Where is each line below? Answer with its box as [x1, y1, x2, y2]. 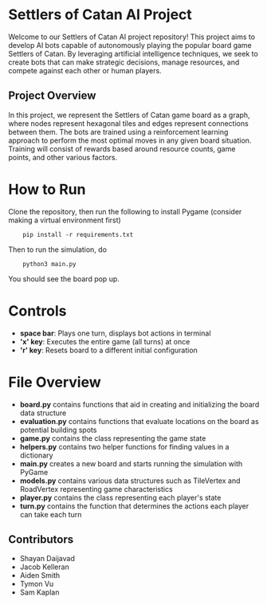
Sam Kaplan [19, 587, 60, 597]
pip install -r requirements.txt [22, 230, 134, 238]
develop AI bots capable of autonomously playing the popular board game [8, 40, 253, 49]
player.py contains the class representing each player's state [19, 493, 222, 502]
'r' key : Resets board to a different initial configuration [19, 345, 198, 355]
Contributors [8, 532, 74, 546]
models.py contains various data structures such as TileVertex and [19, 476, 241, 485]
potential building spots [19, 425, 97, 434]
